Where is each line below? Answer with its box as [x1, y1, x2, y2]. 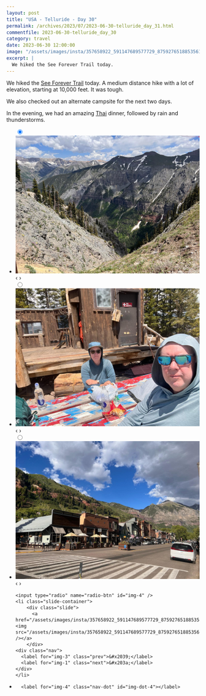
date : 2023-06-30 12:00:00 [6, 42, 75, 48]
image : [6, 49, 23, 55]
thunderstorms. [6, 116, 45, 123]
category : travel [6, 36, 51, 42]
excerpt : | [6, 55, 34, 61]
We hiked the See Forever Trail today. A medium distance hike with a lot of [6, 79, 194, 86]
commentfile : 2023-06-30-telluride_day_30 [6, 29, 116, 36]
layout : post [6, 10, 40, 16]
